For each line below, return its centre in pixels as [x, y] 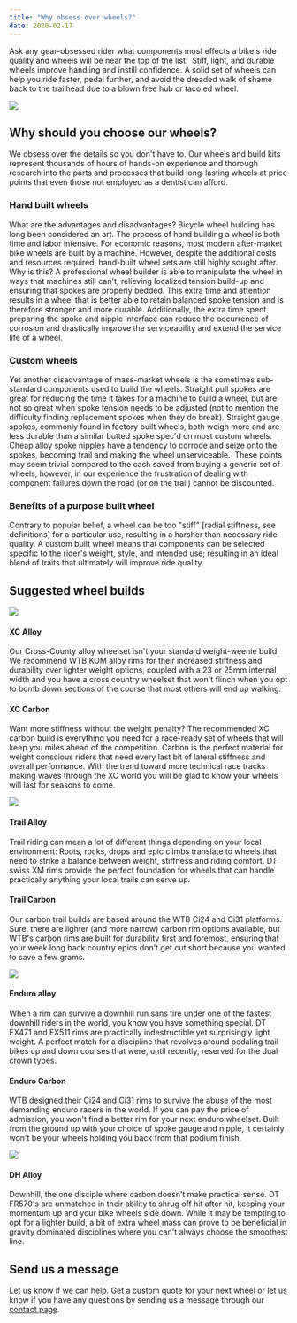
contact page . [34, 1310]
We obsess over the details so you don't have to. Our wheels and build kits [145, 154]
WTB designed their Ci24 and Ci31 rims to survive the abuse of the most [141, 1100]
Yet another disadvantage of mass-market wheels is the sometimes [132, 379]
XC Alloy [26, 631]
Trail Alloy [28, 822]
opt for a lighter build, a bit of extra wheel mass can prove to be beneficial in [148, 1223]
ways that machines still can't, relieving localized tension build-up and [137, 281]
